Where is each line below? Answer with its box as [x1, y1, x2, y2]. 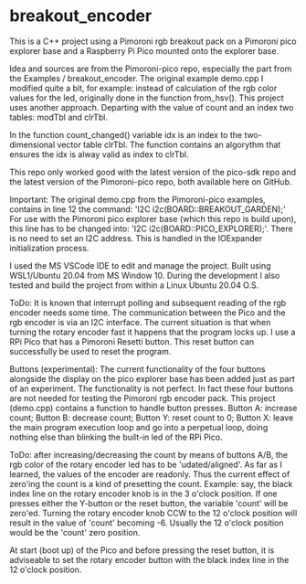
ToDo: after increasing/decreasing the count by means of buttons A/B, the [9, 449, 289, 460]
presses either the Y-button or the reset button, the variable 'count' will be [9, 497, 289, 508]
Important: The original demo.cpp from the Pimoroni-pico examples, [9, 194, 267, 205]
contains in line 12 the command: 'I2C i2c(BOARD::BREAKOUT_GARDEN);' [9, 203, 286, 215]
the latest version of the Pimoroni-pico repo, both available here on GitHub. [9, 175, 292, 187]
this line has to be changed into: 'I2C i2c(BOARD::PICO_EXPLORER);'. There [9, 223, 294, 234]
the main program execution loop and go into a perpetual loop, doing [9, 421, 269, 432]
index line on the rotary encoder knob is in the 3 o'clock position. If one [9, 488, 278, 499]
